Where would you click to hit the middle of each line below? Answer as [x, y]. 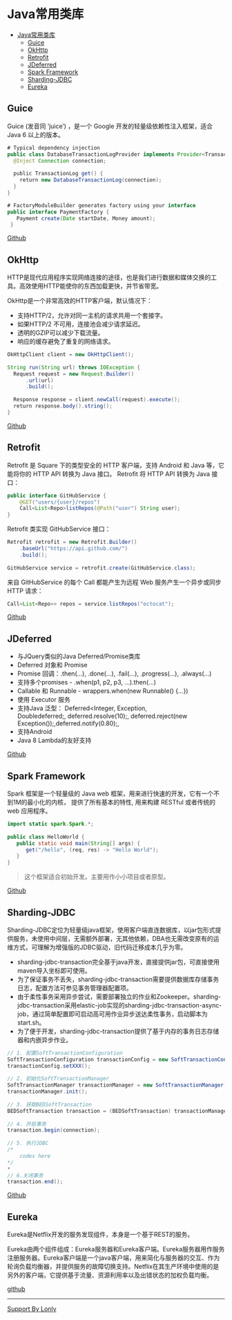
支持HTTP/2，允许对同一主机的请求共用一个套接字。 [92, 315]
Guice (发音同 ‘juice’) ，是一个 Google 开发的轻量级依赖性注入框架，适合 [110, 126]
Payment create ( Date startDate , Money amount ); [86, 218]
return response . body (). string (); [63, 406]
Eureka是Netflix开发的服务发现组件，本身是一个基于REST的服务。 [100, 1235]
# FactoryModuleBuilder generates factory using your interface [101, 205]
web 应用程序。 [29, 811]
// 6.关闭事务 [25, 1175]
